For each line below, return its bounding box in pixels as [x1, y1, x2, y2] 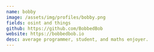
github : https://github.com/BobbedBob [6, 25, 103, 32]
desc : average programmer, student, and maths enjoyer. [6, 36, 149, 42]
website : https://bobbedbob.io [6, 31, 84, 37]
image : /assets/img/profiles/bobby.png [6, 14, 106, 20]
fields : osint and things [6, 20, 71, 26]
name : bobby [6, 8, 36, 15]
